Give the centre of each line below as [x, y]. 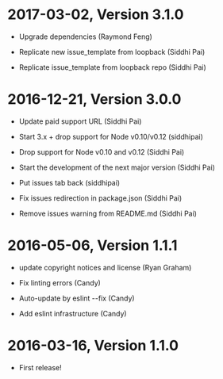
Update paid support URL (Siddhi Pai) [80, 121]
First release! [40, 367]
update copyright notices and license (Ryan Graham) [105, 267]
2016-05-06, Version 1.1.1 [92, 245]
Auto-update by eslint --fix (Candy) [77, 298]
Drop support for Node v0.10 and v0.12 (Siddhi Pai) [102, 151]
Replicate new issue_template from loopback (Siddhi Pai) [112, 52]
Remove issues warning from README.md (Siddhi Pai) [108, 213]
